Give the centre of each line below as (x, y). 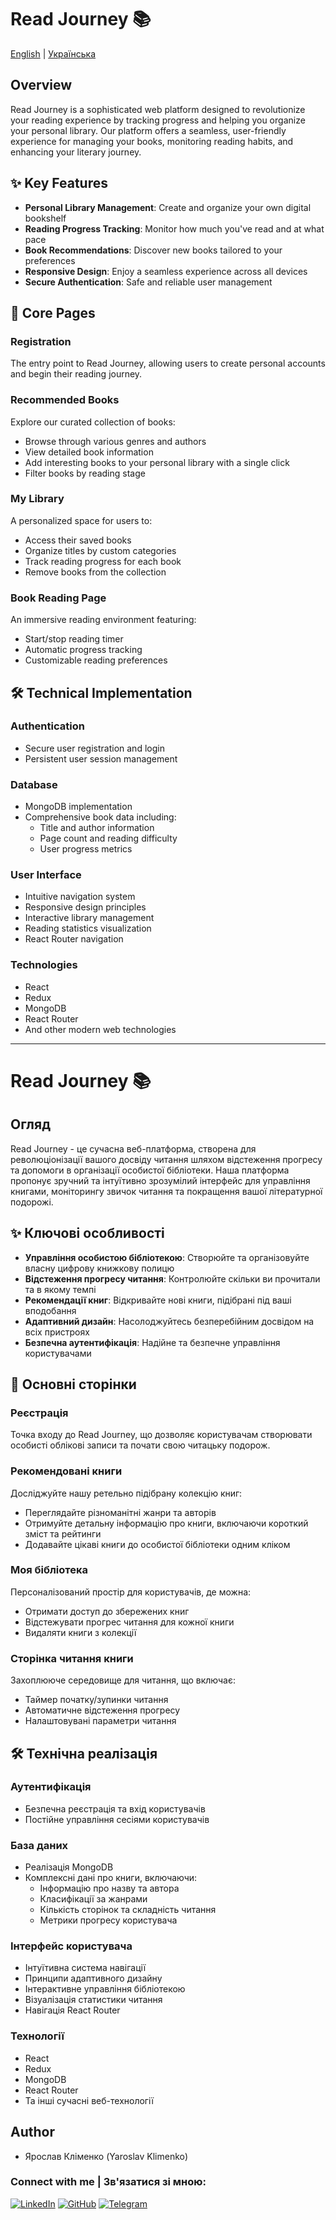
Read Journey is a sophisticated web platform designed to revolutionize (158, 109)
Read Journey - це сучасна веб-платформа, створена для (133, 1148)
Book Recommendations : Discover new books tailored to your (153, 250)
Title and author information (97, 828)
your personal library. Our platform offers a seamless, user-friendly (148, 130)
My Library (37, 499)
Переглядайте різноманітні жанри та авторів (120, 1512)
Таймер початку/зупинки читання (96, 1700)
